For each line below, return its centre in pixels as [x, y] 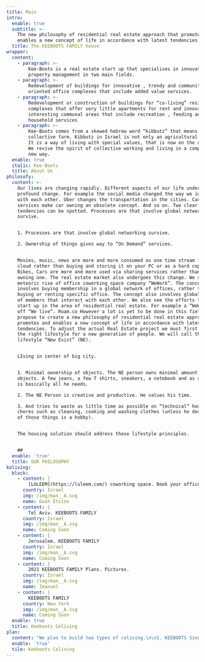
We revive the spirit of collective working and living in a [108, 148]
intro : [15, 18]
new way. [39, 154]
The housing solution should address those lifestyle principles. [103, 434]
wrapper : [17, 52]
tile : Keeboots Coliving [43, 649]
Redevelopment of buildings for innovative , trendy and [102, 86]
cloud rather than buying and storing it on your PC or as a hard [103, 266]
